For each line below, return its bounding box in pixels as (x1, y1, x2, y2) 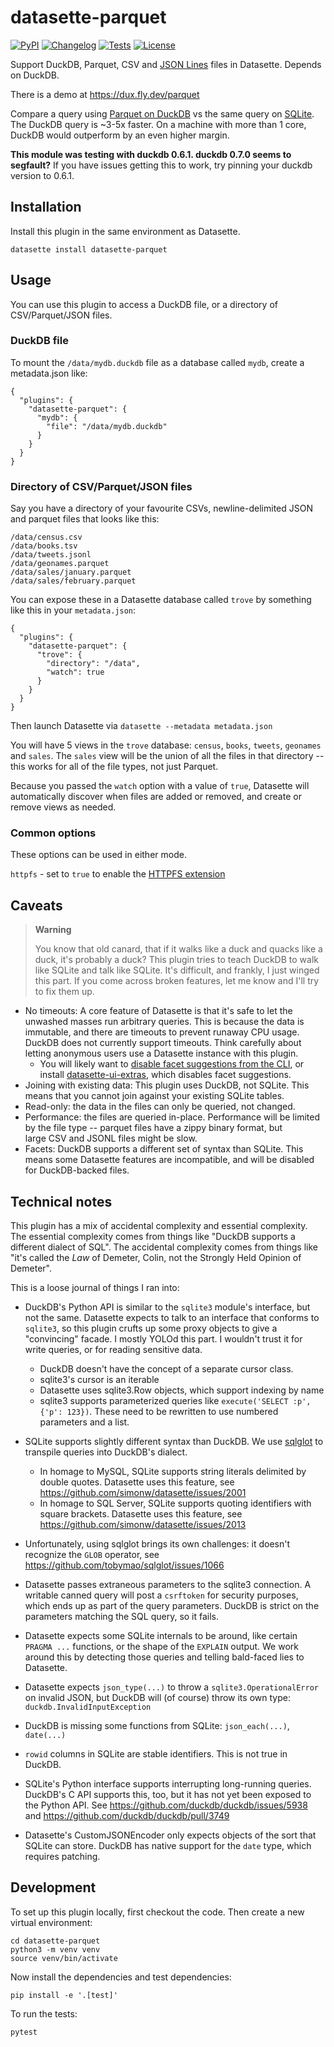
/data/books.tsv (10, 541, 78, 551)
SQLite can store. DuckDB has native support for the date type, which (24, 1840, 312, 1852)
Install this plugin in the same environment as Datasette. (10, 225, 241, 237)
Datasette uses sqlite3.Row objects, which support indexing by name (39, 1384, 325, 1396)
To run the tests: (10, 2007, 78, 2020)
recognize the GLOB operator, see (24, 1549, 160, 1561)
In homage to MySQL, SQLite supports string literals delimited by (39, 1466, 307, 1478)
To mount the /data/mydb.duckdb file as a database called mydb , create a (10, 356, 305, 368)
